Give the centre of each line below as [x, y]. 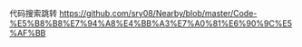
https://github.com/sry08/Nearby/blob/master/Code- [158, 13]
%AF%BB [28, 33]
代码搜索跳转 [33, 13]
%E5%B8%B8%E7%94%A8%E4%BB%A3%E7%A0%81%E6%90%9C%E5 [151, 23]
